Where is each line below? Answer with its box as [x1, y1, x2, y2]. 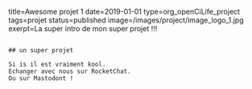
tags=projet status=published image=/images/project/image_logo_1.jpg [8, 15, 244, 25]
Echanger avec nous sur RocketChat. [8, 67, 131, 75]
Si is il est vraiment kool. [8, 60, 106, 68]
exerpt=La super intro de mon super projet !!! [8, 24, 158, 33]
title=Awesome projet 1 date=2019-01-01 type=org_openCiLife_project [8, 7, 240, 16]
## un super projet [8, 47, 74, 55]
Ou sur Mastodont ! [8, 75, 74, 83]
